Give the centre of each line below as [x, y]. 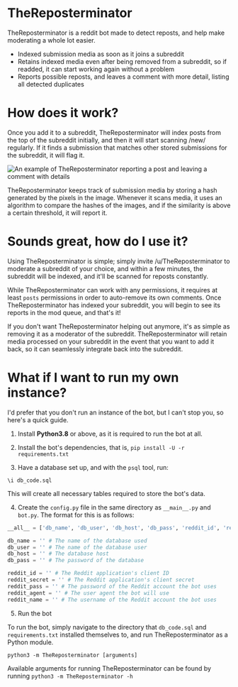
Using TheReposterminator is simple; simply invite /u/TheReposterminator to [119, 261]
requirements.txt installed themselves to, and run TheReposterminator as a [118, 634]
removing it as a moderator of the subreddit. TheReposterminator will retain [117, 334]
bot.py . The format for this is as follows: [76, 515]
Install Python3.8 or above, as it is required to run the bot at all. [110, 434]
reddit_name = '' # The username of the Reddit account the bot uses [112, 600]
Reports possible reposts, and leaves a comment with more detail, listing [123, 77]
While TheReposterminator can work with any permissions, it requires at [113, 290]
